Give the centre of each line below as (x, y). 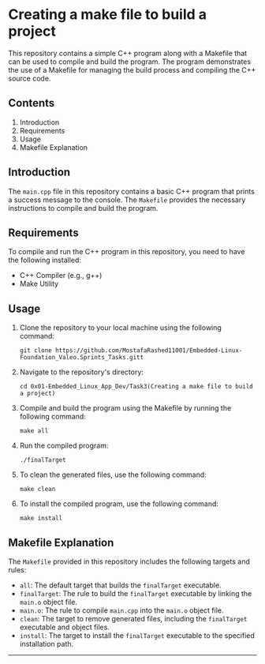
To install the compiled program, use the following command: (119, 504)
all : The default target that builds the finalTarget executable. (121, 585)
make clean (37, 490)
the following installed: (45, 260)
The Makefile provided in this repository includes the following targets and (129, 561)
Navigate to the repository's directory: (82, 372)
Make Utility (39, 284)
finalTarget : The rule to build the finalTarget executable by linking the (136, 593)
